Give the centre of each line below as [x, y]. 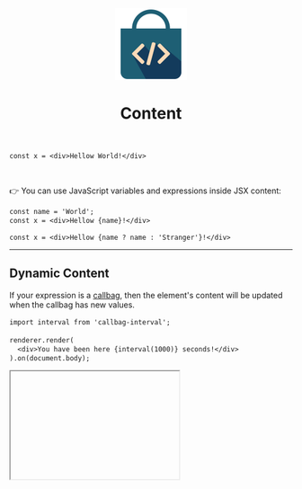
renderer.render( [42, 340]
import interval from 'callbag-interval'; [90, 322]
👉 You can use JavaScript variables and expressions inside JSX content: [145, 191]
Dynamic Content [59, 274]
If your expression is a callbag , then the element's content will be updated [146, 295]
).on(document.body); [50, 358]
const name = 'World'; [52, 211]
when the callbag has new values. [72, 305]
